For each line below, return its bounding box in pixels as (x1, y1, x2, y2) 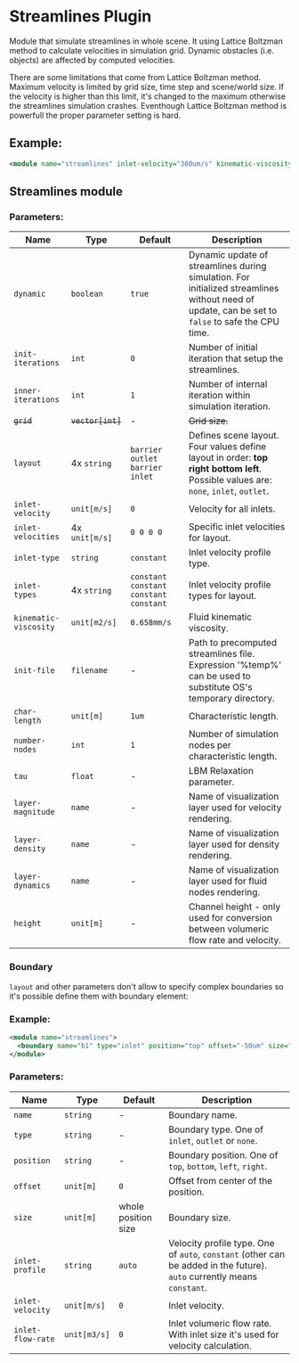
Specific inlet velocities (188, 521, 286, 533)
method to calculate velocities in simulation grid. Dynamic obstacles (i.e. (9, 45, 274, 55)
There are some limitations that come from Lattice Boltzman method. (9, 71, 261, 82)
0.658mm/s (130, 618, 172, 628)
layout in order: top (188, 452, 269, 464)
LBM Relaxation (188, 765, 254, 777)
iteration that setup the (188, 352, 284, 365)
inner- (13, 386, 42, 396)
